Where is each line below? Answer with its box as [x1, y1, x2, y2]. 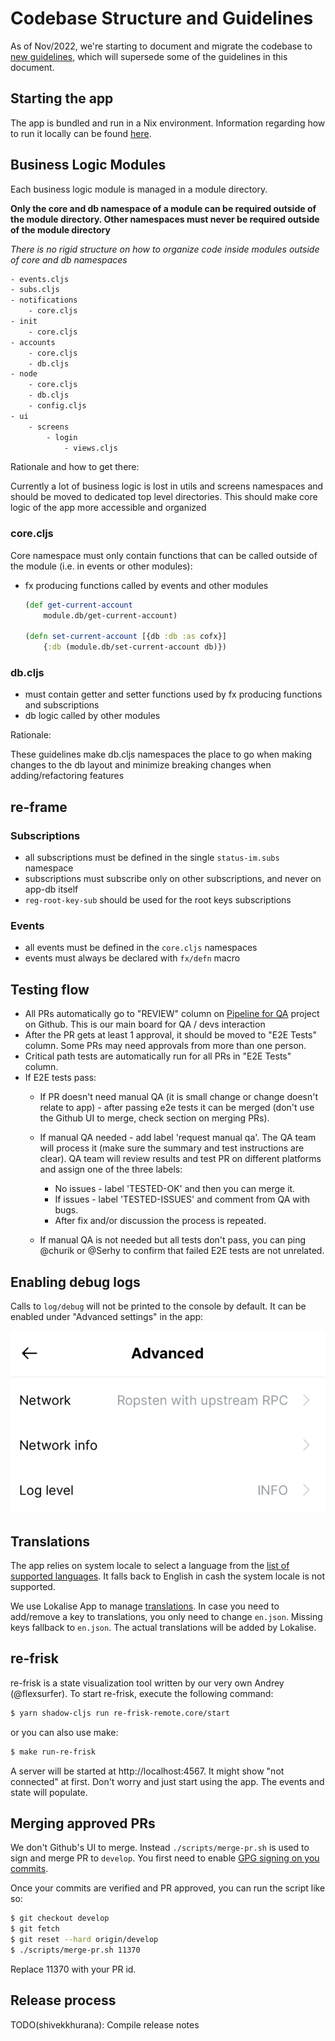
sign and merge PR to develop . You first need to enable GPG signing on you [10, 1852, 320, 1864]
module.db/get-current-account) [43, 610, 178, 621]
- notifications [10, 295, 78, 306]
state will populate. [10, 1786, 88, 1798]
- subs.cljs [10, 285, 60, 295]
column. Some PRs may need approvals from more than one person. [24, 1040, 307, 1052]
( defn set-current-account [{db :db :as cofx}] [24, 632, 228, 642]
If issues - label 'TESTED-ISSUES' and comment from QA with [54, 1193, 310, 1206]
